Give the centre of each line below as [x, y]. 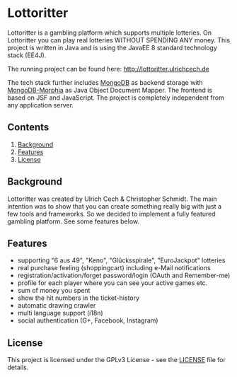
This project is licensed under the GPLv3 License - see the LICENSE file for [117, 360]
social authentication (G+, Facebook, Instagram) [88, 320]
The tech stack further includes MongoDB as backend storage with [105, 82]
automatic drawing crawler [57, 306]
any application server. [41, 105]
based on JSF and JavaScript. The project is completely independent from [116, 98]
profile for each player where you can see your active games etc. [112, 283]
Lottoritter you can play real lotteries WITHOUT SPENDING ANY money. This [119, 40]
